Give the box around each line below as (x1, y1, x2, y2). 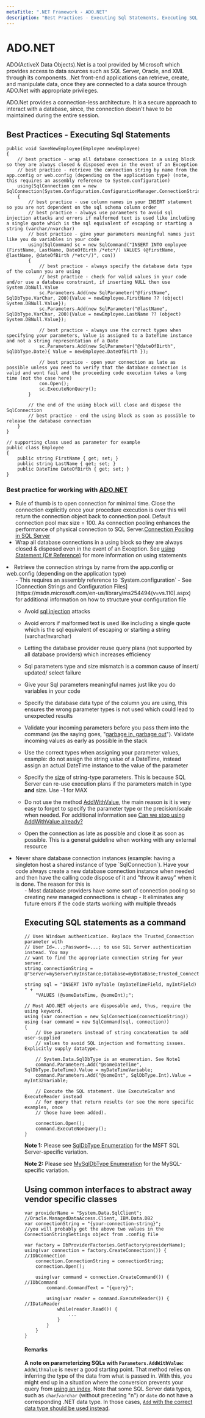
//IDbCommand (24, 1279, 58, 1286)
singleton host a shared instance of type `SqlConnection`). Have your (15, 861, 189, 868)
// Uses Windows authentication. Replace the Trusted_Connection (24, 933, 194, 940)
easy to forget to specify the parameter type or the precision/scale (24, 805, 192, 812)
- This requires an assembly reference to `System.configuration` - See (15, 576, 192, 584)
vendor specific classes (24, 1194, 118, 1204)
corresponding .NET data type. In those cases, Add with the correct (24, 1398, 193, 1406)
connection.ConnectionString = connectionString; (35, 1258, 164, 1264)
